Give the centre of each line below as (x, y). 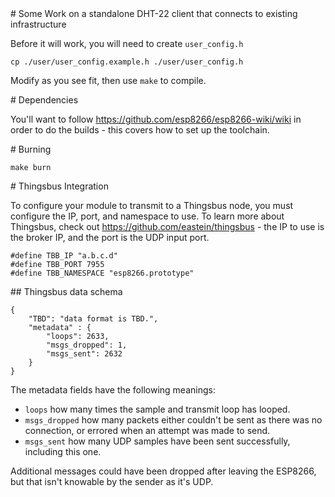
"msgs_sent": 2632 (84, 354)
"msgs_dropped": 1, (87, 345)
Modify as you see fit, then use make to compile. (108, 80)
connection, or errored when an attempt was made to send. (147, 430)
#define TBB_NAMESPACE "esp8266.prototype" (102, 273)
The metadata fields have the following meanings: (113, 390)
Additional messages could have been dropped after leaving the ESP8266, (163, 471)
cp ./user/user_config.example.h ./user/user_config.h (127, 62)
